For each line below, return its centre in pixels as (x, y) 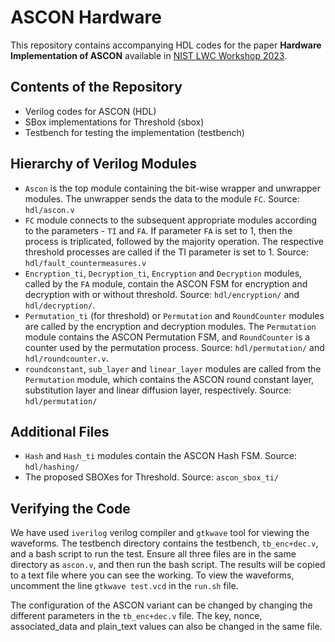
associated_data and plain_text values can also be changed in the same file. (166, 627)
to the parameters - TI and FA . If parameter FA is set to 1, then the (158, 230)
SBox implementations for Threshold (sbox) (114, 122)
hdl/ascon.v (49, 210)
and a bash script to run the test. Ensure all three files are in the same (153, 554)
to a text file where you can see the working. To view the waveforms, (152, 575)
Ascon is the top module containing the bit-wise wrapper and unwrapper (173, 188)
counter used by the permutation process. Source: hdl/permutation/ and (174, 347)
